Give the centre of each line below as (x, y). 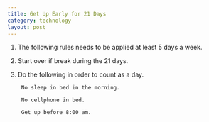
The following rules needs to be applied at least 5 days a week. (110, 48)
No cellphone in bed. (53, 100)
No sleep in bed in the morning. (70, 88)
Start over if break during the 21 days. (73, 61)
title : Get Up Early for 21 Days (57, 14)
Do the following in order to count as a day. (81, 74)
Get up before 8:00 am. (56, 113)
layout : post (27, 27)
